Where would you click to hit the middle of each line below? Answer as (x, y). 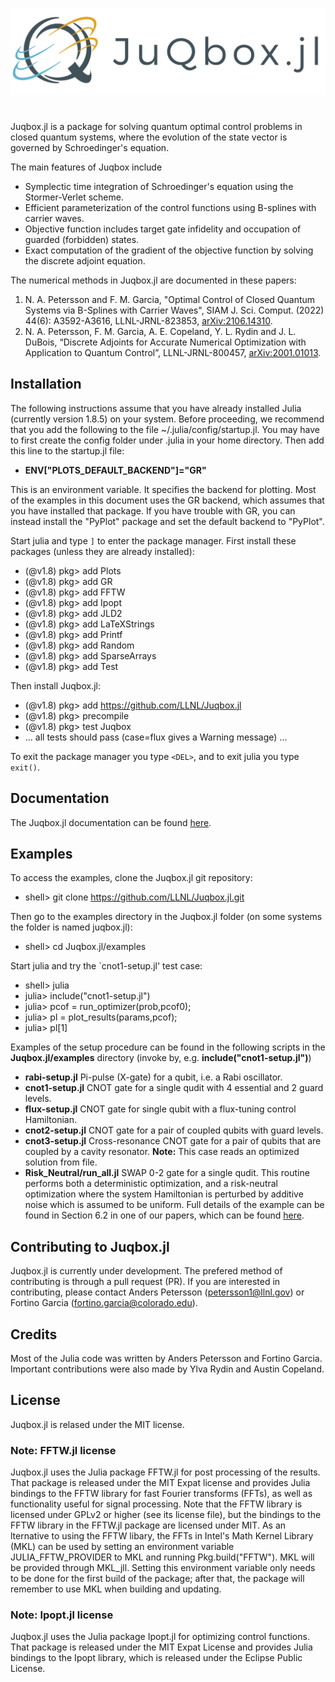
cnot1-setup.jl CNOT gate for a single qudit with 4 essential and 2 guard (174, 1088)
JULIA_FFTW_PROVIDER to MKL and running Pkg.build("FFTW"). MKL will (162, 1557)
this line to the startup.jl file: (67, 450)
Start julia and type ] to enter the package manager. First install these (153, 540)
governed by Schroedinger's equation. (90, 147)
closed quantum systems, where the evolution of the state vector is (149, 137)
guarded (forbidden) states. (82, 239)
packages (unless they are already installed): (102, 551)
